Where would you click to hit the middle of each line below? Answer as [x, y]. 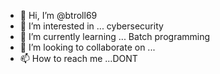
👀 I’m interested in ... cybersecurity [91, 26]
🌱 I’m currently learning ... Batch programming [115, 36]
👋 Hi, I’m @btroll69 [58, 15]
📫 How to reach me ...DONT [78, 58]
